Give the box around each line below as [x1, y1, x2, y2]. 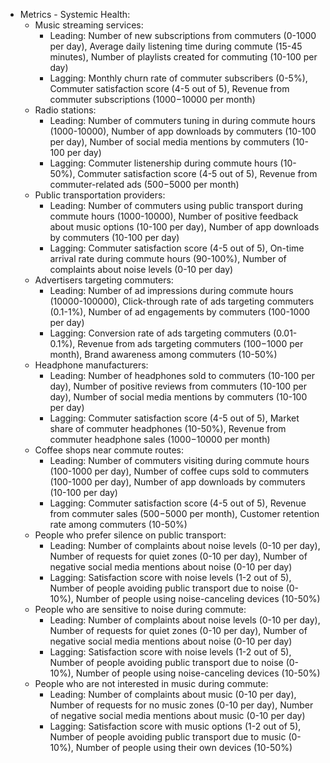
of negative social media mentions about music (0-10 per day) [49, 710, 306, 721]
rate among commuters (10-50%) [49, 519, 188, 530]
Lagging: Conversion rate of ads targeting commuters [49, 327, 272, 339]
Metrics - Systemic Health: [19, 9, 131, 20]
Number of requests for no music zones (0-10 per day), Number [49, 699, 314, 711]
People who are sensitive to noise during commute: [34, 604, 247, 615]
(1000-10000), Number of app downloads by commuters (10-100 [49, 125, 317, 137]
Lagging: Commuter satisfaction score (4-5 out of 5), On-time [49, 242, 305, 254]
